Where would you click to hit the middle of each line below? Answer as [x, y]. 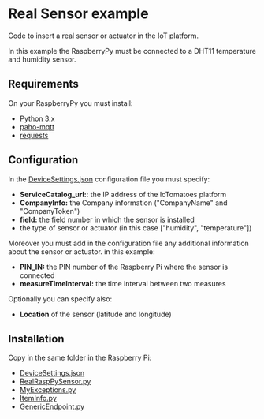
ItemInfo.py [38, 398]
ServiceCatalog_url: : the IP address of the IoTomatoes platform [123, 194]
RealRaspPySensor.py [55, 382]
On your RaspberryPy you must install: [71, 103]
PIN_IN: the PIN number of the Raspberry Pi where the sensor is [124, 267]
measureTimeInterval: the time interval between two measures [123, 283]
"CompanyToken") [50, 211]
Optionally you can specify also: [60, 299]
